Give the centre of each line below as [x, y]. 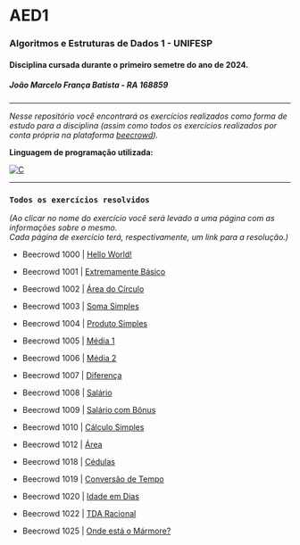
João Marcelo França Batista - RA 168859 [89, 85]
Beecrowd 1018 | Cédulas [69, 461]
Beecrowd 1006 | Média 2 [69, 358]
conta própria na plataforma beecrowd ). [84, 135]
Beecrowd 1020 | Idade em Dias [81, 496]
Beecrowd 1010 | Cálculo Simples [83, 427]
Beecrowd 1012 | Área [62, 444]
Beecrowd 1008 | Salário [67, 392]
